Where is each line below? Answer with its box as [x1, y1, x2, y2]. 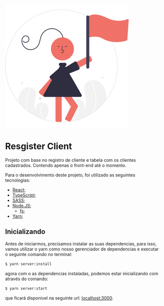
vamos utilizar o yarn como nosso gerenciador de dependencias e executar [5, 246, 159, 252]
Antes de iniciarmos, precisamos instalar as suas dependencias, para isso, [5, 241, 157, 246]
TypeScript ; [12, 192, 36, 198]
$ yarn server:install [5, 261, 52, 266]
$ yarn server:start [5, 286, 48, 291]
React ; [12, 186, 26, 192]
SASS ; [12, 197, 26, 203]
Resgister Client [5, 141, 73, 152]
